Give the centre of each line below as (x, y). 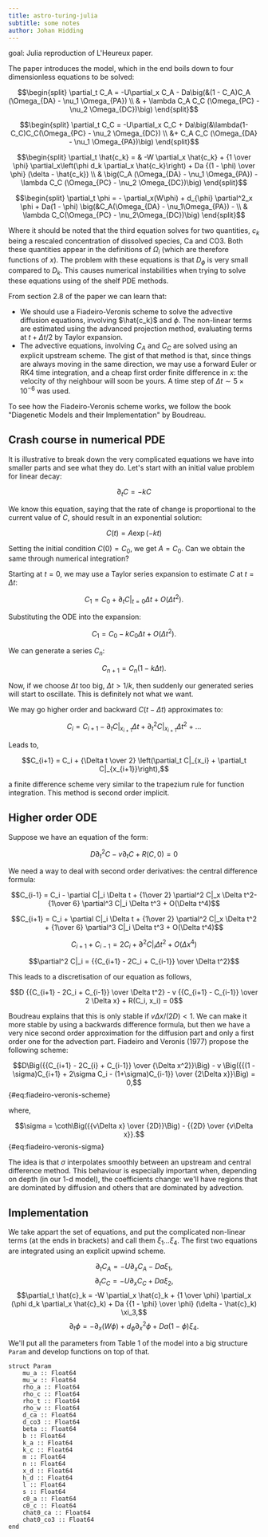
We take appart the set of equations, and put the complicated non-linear (127, 1232)
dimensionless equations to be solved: (71, 77)
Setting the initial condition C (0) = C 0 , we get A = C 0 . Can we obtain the (127, 549)
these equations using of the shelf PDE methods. (89, 281)
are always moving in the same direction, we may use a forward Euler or (138, 365)
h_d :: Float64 (48, 1478)
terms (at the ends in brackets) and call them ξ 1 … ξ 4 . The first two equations (133, 1241)
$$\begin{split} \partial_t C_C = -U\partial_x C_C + (101, 125)
